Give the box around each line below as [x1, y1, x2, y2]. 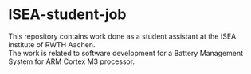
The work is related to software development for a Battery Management [8, 48, 244, 57]
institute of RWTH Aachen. [8, 39, 96, 49]
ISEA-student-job [8, 6, 127, 24]
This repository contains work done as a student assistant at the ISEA [8, 31, 237, 41]
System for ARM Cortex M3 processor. [8, 57, 135, 66]
